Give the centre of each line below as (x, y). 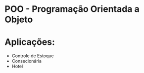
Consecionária (26, 61)
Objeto (19, 19)
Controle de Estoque (33, 56)
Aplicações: (30, 42)
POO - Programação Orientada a (72, 9)
